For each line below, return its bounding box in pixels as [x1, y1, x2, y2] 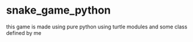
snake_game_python [6, 4, 111, 17]
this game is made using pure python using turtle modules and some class [6, 23, 188, 30]
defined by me [6, 29, 41, 36]
